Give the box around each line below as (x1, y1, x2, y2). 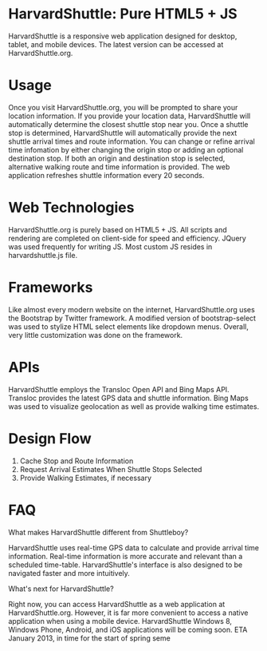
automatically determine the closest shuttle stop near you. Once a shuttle (8, 119, 249, 129)
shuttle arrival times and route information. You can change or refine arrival (8, 137, 255, 146)
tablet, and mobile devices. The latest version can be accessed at (8, 39, 224, 49)
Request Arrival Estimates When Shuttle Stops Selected (19, 464, 202, 474)
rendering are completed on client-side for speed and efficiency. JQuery (8, 233, 247, 243)
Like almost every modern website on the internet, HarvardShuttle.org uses (8, 304, 255, 314)
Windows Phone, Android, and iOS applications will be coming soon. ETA (8, 625, 248, 634)
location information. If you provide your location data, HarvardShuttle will (8, 111, 251, 121)
